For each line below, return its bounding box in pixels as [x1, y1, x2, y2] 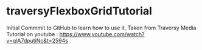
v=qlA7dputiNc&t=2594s [6, 37, 69, 44]
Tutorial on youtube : [6, 30, 58, 37]
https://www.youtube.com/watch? [59, 30, 145, 37]
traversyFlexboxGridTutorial [6, 4, 152, 18]
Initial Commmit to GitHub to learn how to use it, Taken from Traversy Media [6, 24, 197, 31]
